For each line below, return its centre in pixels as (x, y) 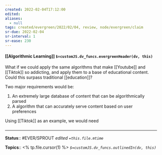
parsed (19, 101)
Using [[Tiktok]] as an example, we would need (52, 121)
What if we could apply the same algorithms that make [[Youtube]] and (75, 67)
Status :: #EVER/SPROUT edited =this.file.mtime (54, 138)
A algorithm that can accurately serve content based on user (72, 106)
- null (16, 23)
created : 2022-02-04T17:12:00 (35, 9)
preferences (24, 111)
